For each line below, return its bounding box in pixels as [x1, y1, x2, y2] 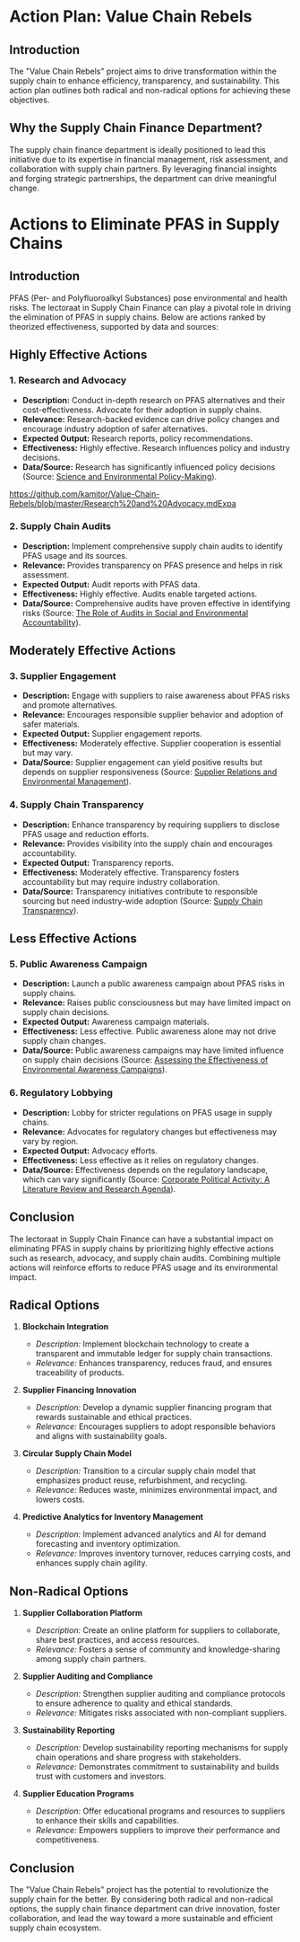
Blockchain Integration [21, 1321, 109, 1332]
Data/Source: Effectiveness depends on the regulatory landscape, [21, 1164, 269, 1175]
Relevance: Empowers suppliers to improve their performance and [35, 1825, 280, 1836]
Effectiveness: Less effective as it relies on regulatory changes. [21, 1154, 260, 1165]
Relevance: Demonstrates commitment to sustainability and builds [35, 1761, 279, 1772]
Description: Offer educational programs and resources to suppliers [35, 1805, 286, 1816]
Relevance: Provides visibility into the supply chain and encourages [21, 838, 273, 849]
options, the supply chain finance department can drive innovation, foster [9, 1903, 280, 1914]
